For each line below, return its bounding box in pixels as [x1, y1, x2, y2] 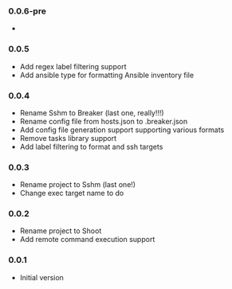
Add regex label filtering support [19, 61, 127, 71]
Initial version [19, 272, 64, 282]
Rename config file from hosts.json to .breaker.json [19, 116, 188, 126]
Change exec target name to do [19, 189, 124, 198]
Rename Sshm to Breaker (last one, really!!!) [19, 107, 165, 117]
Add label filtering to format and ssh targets [19, 142, 163, 151]
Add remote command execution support [19, 235, 155, 244]
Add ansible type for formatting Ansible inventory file [19, 70, 194, 80]
